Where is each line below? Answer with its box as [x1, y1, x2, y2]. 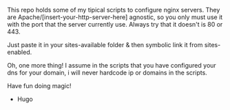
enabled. [7, 48, 32, 56]
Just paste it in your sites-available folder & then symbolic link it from [7, 41, 203, 49]
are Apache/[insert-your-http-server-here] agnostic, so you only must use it [7, 13, 223, 21]
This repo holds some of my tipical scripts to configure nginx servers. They [7, 6, 220, 14]
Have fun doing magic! [7, 82, 72, 90]
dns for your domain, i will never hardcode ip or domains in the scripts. [7, 68, 208, 77]
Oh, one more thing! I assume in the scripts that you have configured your [7, 61, 217, 69]
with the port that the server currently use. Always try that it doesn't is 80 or [7, 20, 223, 28]
